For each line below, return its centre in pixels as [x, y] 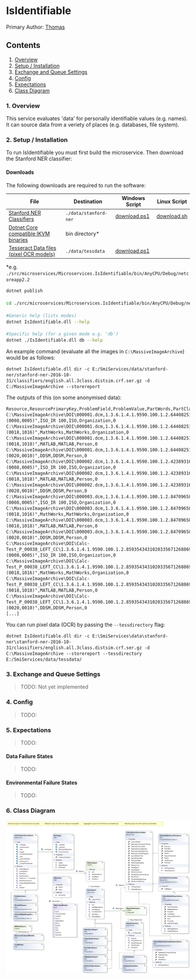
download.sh [172, 216]
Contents [23, 45]
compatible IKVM [29, 233]
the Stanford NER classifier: [39, 159]
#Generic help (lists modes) [41, 315]
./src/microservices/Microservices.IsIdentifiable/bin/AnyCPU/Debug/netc [98, 274]
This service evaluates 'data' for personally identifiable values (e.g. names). [97, 119]
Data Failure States [29, 756]
